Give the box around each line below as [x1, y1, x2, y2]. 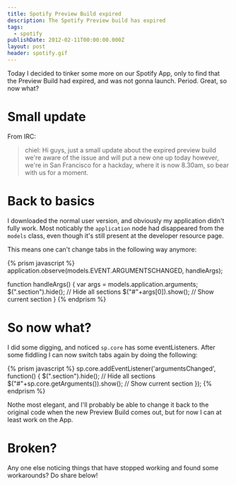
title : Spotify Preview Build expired [7, 10, 122, 18]
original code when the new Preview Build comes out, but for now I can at [7, 407, 222, 417]
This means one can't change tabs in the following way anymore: [7, 245, 197, 253]
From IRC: [7, 132, 37, 140]
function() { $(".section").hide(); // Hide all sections [7, 371, 156, 380]
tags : [7, 23, 23, 30]
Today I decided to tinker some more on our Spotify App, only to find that [7, 68, 220, 78]
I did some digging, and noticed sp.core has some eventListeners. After [7, 343, 216, 352]
